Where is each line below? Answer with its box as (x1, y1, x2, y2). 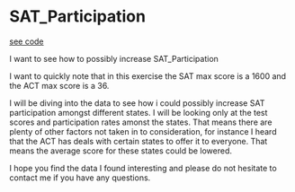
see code (9, 36, 44, 47)
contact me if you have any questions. (9, 172, 151, 183)
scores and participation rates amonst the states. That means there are (9, 117, 273, 127)
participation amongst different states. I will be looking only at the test (9, 107, 268, 118)
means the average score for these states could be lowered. (9, 145, 232, 156)
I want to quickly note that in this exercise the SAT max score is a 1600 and (9, 70, 286, 82)
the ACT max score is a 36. (9, 80, 110, 91)
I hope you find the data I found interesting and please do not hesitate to (9, 162, 277, 173)
